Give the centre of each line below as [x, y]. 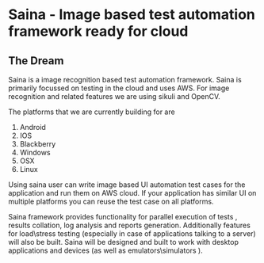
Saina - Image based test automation [132, 15]
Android [33, 127]
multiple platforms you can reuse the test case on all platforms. [111, 201]
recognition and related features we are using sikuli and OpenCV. [114, 96]
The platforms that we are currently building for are [92, 112]
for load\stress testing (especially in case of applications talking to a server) [132, 234]
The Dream [36, 61]
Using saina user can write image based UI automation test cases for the [127, 185]
